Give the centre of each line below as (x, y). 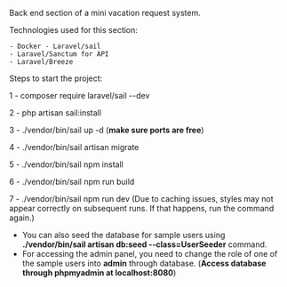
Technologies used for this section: (73, 30)
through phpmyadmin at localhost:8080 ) (99, 273)
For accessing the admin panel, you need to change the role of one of (150, 254)
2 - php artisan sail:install (56, 113)
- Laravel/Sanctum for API (59, 54)
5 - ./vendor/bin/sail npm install (67, 164)
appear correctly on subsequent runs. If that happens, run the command (142, 208)
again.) (22, 218)
